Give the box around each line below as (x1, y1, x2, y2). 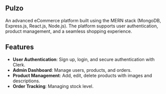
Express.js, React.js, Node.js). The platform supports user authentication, (5, 23, 158, 29)
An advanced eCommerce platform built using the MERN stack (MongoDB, (5, 17, 161, 23)
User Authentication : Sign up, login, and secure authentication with (12, 56, 155, 62)
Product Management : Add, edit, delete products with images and (12, 72, 152, 78)
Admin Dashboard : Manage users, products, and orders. (12, 67, 132, 73)
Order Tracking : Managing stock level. (12, 83, 94, 89)
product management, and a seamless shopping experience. (5, 28, 132, 34)
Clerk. (12, 62, 25, 68)
